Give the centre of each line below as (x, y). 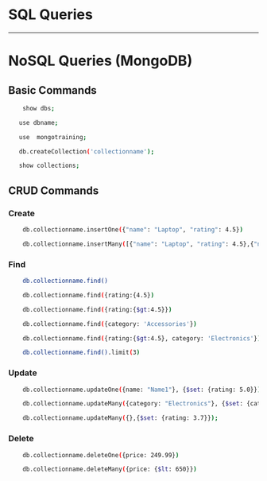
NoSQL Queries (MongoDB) (101, 61)
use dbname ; (39, 122)
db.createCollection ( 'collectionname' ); (87, 151)
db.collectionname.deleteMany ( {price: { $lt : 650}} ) (110, 469)
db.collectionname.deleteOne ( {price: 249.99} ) (101, 455)
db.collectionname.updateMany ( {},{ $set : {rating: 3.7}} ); (120, 418)
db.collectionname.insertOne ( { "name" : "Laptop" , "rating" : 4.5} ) (133, 230)
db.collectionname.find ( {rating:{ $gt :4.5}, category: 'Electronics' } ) (142, 338)
